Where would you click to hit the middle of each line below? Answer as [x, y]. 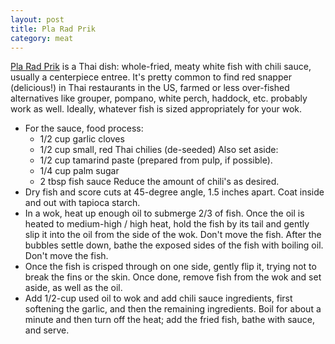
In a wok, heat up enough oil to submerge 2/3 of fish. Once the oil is [164, 213]
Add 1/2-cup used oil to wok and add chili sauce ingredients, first [158, 298]
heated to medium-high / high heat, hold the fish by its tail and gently [167, 224]
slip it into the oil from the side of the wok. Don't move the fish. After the [173, 235]
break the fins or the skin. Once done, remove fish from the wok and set [173, 277]
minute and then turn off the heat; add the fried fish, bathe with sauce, [169, 320]
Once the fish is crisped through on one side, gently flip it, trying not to [170, 267]
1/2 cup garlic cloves [82, 139]
